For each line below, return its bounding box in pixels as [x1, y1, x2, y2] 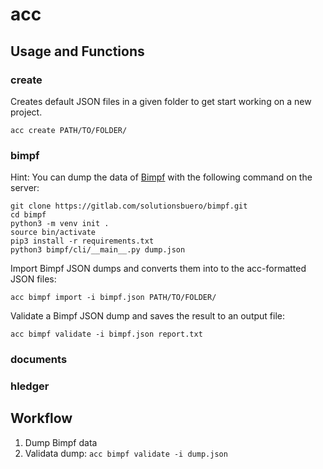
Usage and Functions [10, 43, 145, 60]
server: [10, 182, 40, 194]
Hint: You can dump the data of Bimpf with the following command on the [10, 171, 313, 183]
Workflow [10, 410, 73, 427]
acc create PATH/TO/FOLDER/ [10, 125, 128, 135]
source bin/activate [10, 228, 97, 238]
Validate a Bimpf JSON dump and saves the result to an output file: [10, 310, 285, 322]
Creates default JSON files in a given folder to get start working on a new [10, 95, 312, 107]
